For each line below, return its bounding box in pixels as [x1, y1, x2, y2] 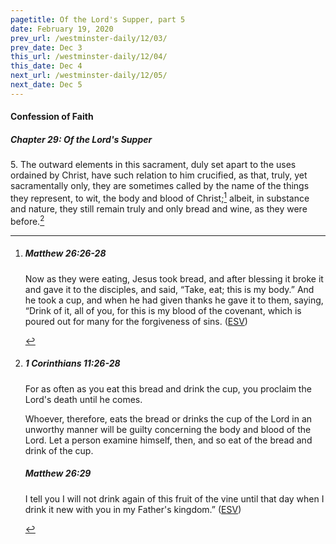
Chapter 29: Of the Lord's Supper [10, 133, 153, 145]
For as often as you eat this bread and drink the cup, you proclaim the [24, 382, 312, 395]
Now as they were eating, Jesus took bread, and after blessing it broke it [24, 272, 324, 285]
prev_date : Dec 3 [10, 42, 83, 53]
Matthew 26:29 [24, 467, 92, 480]
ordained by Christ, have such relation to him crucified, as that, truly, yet [10, 169, 308, 181]
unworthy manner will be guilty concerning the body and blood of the [24, 423, 312, 435]
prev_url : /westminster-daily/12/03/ [10, 33, 168, 43]
